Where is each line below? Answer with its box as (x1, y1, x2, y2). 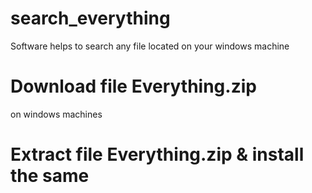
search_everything (10, 7, 171, 30)
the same (10, 165, 90, 187)
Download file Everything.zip (10, 75, 257, 98)
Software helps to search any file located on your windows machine (10, 40, 290, 52)
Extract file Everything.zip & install (10, 143, 305, 166)
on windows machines (10, 108, 103, 120)
